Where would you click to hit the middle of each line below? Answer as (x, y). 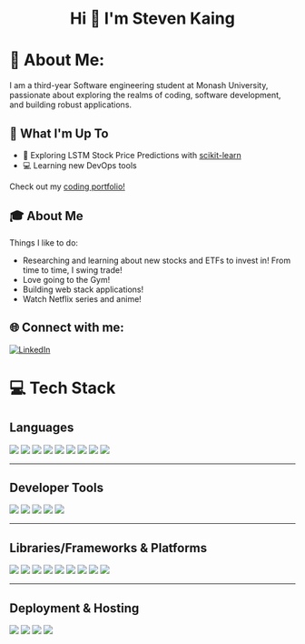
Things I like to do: (44, 242)
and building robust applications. (71, 105)
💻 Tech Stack (63, 388)
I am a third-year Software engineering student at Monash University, (139, 86)
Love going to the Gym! (66, 279)
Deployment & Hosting (74, 608)
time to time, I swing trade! (72, 270)
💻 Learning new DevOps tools (80, 165)
